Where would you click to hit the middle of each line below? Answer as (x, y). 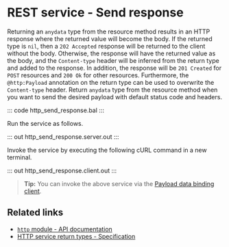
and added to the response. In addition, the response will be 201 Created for (114, 68)
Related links (35, 212)
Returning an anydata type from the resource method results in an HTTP (109, 31)
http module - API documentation (65, 229)
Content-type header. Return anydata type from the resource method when (112, 90)
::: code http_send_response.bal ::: (56, 110)
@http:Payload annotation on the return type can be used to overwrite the (111, 82)
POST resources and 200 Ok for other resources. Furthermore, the (98, 75)
